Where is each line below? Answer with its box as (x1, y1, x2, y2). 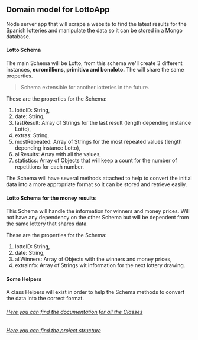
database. (6, 33, 31, 40)
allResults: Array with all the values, (14, 151, 102, 158)
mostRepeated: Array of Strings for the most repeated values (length (14, 138, 182, 145)
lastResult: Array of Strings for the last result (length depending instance (14, 119, 191, 127)
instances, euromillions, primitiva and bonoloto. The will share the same (6, 66, 184, 73)
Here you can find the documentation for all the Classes (6, 309, 143, 316)
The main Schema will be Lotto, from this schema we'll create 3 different (6, 60, 183, 67)
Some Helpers (6, 275, 42, 283)
